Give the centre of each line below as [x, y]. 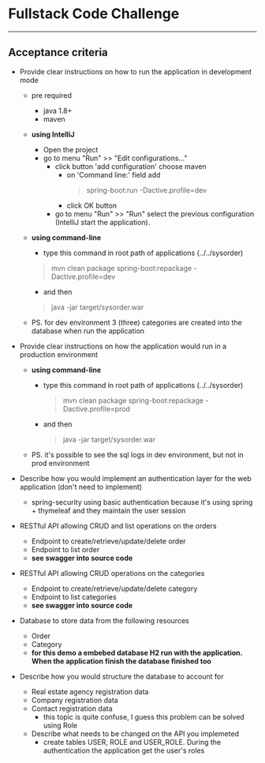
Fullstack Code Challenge [94, 14]
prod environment [60, 463]
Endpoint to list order [65, 549]
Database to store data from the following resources [104, 620]
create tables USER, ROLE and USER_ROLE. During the [132, 742]
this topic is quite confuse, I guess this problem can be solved [144, 716]
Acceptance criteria [58, 53]
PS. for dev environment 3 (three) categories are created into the [136, 322]
